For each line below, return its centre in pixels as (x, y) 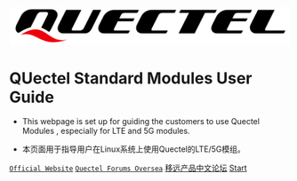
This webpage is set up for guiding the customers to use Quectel (141, 122)
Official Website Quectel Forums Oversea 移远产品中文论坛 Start (128, 168)
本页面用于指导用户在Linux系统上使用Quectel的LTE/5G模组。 (134, 149)
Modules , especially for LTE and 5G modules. (106, 131)
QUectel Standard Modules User (131, 78)
